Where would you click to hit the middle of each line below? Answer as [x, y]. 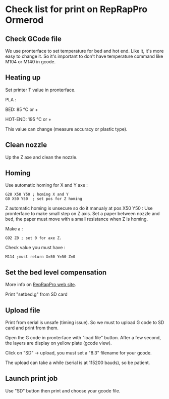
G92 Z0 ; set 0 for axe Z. [34, 238]
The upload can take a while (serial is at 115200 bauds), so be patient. [78, 363]
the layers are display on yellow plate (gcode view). [59, 343]
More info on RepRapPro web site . [41, 285]
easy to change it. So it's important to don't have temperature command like [84, 56]
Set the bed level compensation [56, 272]
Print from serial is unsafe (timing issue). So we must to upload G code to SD [85, 323]
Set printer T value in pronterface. [40, 90]
